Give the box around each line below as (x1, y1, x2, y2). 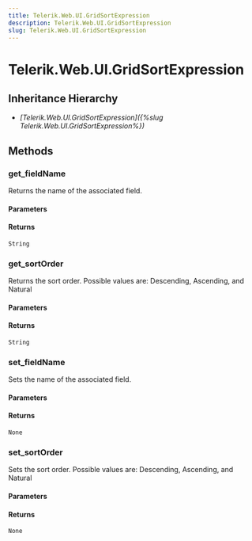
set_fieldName (8, 356, 66, 368)
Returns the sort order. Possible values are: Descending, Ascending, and (8, 276, 245, 286)
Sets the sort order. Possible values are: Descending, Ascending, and (8, 465, 234, 474)
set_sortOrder (8, 447, 63, 458)
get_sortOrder (8, 258, 64, 269)
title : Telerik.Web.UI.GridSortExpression (8, 11, 150, 20)
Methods (8, 144, 54, 158)
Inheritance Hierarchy (8, 92, 118, 105)
